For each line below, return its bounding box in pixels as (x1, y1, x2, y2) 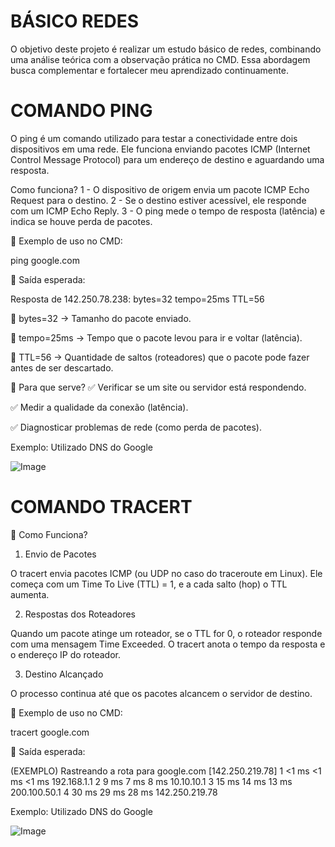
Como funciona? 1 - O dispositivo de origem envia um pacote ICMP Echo (10, 183, 310, 195)
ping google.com (10, 254, 80, 266)
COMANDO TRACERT (10, 496, 193, 519)
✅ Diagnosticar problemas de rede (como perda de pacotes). (10, 421, 262, 433)
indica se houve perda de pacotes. (10, 215, 153, 227)
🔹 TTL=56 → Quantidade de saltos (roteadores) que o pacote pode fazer (10, 351, 310, 363)
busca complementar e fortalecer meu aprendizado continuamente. (10, 64, 289, 76)
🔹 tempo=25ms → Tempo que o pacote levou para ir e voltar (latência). (10, 331, 303, 344)
